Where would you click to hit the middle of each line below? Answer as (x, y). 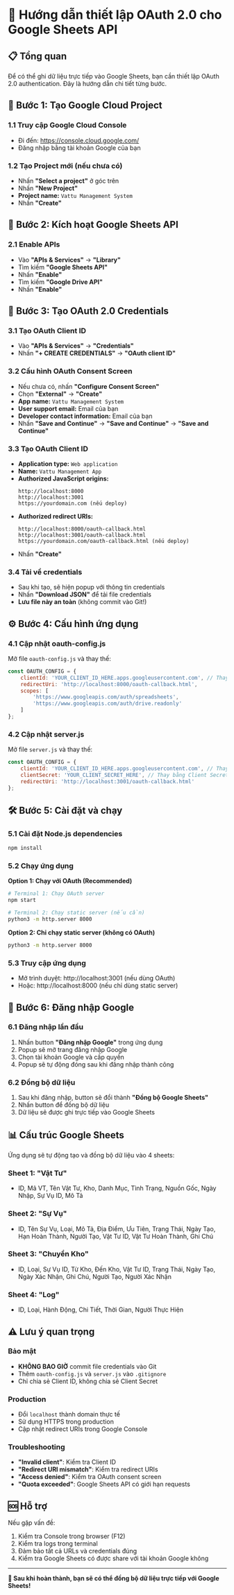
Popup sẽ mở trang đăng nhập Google (73, 1049)
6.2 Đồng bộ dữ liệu (42, 1082)
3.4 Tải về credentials (45, 571)
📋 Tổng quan (37, 56)
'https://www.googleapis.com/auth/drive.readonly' (108, 704)
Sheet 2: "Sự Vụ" (37, 1214)
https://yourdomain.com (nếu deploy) (73, 503)
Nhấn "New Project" (48, 188)
